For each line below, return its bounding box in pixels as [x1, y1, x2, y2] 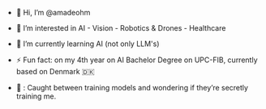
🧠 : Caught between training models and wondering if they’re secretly [15, 83, 249, 92]
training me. [15, 91, 57, 101]
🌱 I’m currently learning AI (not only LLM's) [15, 39, 160, 48]
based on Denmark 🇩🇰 [15, 67, 95, 76]
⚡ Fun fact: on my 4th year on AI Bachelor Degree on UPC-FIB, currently [15, 55, 258, 65]
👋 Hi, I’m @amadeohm [15, 8, 91, 17]
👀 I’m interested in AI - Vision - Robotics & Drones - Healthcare [15, 23, 226, 32]
